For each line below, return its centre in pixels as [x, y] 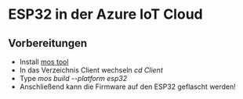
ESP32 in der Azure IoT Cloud [105, 14]
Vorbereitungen [48, 43]
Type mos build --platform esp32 [73, 78]
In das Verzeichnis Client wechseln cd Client [91, 70]
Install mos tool [44, 62]
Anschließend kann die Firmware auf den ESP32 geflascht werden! [128, 87]
